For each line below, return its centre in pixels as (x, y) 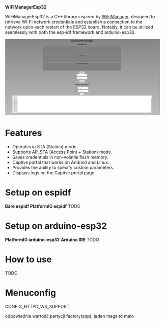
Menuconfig (31, 293)
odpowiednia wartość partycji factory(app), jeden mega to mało (69, 316)
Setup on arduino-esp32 (56, 226)
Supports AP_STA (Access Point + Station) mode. (62, 152)
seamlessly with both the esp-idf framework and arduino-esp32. (70, 32)
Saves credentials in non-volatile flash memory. (60, 157)
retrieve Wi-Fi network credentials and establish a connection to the (74, 22)
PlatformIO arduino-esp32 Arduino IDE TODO (52, 240)
